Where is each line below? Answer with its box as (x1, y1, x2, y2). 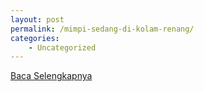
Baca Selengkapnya (10, 70, 93, 82)
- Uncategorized (28, 42, 97, 53)
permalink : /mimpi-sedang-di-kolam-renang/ (10, 24, 195, 34)
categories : (10, 33, 60, 43)
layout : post (10, 14, 65, 25)
